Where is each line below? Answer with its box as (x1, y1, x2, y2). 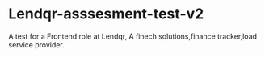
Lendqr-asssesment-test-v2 (8, 5, 204, 23)
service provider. (8, 39, 65, 49)
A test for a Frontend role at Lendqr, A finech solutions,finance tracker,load (8, 31, 257, 41)
